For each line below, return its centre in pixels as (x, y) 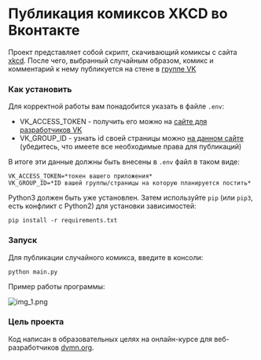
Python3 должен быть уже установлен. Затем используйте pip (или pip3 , (130, 198)
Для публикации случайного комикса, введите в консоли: (106, 257)
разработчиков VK (51, 130)
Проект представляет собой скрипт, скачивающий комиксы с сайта (123, 52)
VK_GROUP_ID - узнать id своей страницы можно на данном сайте (131, 138)
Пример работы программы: (57, 286)
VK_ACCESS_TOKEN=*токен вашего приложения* (81, 176)
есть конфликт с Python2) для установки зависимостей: (102, 206)
